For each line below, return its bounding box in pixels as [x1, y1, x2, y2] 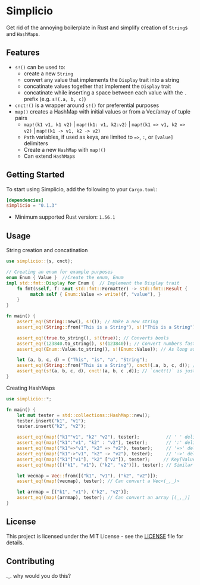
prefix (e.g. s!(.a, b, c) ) [23, 95, 86, 102]
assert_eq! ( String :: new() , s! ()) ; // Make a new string [17, 318, 159, 324]
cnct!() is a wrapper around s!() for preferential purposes [14, 102, 160, 109]
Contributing [6, 556, 55, 566]
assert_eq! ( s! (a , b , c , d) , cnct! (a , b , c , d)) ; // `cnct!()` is [17, 368, 183, 374]
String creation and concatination [6, 247, 88, 254]
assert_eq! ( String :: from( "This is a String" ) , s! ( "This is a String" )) [17, 324, 198, 330]
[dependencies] [6, 197, 44, 203]
